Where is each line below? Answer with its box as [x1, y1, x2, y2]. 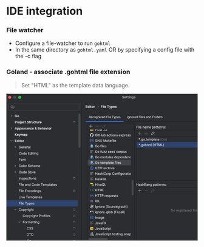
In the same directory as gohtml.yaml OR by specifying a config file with [15, 46, 195, 53]
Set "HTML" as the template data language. [21, 81, 130, 89]
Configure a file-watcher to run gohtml [15, 39, 111, 47]
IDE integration [6, 4, 83, 18]
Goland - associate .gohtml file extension [6, 68, 131, 76]
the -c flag [15, 53, 42, 60]
